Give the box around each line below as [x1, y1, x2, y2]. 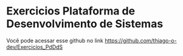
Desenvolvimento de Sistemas [6, 17, 164, 31]
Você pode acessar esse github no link [6, 37, 103, 44]
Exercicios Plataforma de [6, 4, 136, 18]
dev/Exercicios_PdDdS [6, 43, 63, 51]
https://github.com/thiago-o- [104, 37, 178, 44]
